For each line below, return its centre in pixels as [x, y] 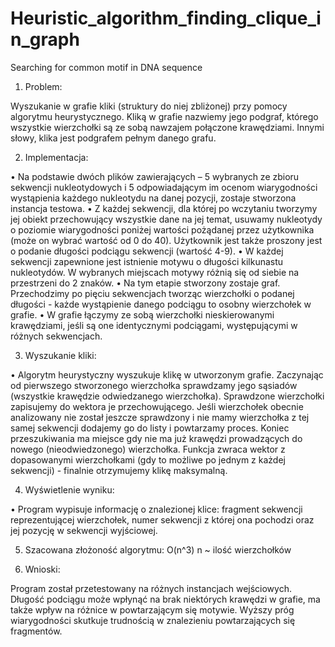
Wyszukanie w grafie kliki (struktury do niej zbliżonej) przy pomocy [149, 106]
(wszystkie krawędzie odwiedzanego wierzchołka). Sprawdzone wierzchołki [167, 396]
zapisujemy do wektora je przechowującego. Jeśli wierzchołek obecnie [157, 406]
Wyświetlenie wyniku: [69, 489]
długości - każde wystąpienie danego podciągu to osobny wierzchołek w [161, 304]
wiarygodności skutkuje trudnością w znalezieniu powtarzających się [153, 620]
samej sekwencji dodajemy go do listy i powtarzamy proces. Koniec [150, 428]
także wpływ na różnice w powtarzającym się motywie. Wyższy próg [152, 609]
